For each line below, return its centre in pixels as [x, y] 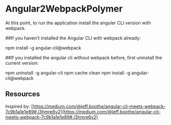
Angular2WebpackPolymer [64, 9]
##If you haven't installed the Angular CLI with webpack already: [73, 38]
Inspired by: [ [19, 106]
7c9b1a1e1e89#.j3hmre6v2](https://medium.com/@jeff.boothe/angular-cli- [83, 111]
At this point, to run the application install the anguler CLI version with [78, 23]
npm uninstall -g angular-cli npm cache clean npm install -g [68, 73]
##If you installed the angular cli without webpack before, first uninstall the [84, 57]
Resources [23, 94]
